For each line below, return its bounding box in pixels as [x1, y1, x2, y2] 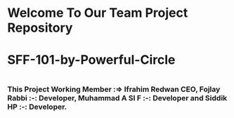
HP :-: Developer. [7, 102, 67, 112]
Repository [7, 20, 73, 36]
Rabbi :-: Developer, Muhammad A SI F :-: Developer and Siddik [7, 93, 228, 103]
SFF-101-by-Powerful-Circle [7, 52, 176, 68]
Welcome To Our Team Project [7, 5, 188, 21]
